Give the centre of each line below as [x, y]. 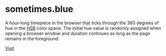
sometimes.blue [39, 9]
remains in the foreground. [32, 39]
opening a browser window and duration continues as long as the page [78, 33]
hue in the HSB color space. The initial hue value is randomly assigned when [83, 28]
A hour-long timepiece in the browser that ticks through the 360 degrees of [82, 23]
